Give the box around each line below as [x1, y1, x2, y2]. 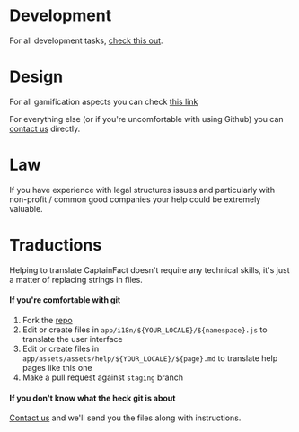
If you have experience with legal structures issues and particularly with [9, 184, 276, 195]
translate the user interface [22, 333, 123, 344]
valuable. [9, 203, 43, 214]
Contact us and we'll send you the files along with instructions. [9, 412, 242, 423]
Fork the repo [22, 314, 74, 325]
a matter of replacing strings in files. [9, 274, 144, 285]
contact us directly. [9, 123, 81, 134]
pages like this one [22, 362, 92, 373]
